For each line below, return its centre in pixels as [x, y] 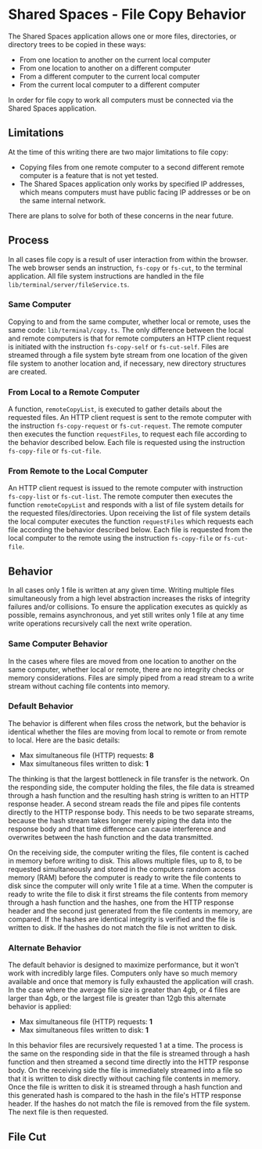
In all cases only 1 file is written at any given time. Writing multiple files [121, 590]
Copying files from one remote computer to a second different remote [132, 167]
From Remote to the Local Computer [78, 471]
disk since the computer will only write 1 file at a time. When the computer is [131, 885]
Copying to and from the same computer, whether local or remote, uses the [129, 321]
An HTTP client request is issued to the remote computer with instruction [126, 488]
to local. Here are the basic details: [64, 740]
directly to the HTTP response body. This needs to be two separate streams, [131, 812]
